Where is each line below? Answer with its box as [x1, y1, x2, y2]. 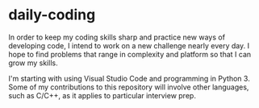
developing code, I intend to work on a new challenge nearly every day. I [8, 40, 250, 50]
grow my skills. [8, 58, 58, 68]
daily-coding [8, 6, 96, 24]
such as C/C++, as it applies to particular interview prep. [8, 90, 196, 100]
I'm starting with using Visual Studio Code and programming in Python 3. [8, 73, 250, 83]
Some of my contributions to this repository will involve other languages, [8, 82, 249, 92]
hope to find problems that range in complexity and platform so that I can [8, 49, 252, 59]
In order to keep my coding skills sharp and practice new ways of [8, 32, 226, 42]
